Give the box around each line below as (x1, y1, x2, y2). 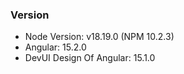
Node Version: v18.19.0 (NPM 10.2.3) (24, 31, 175, 43)
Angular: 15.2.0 (24, 41, 87, 53)
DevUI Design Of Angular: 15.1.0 (24, 52, 156, 64)
